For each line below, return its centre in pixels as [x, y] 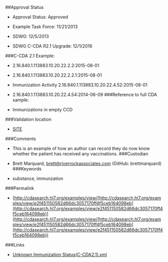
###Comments [21, 139]
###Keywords [27, 169]
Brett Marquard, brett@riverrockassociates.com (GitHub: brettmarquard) [87, 163]
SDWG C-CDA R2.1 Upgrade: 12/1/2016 [52, 46]
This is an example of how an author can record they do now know [81, 148]
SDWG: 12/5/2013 [30, 36]
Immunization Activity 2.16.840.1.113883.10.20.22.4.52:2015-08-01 [80, 85]
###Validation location [28, 119]
